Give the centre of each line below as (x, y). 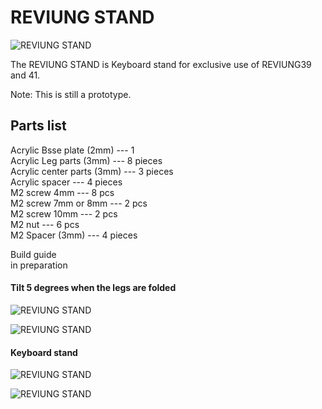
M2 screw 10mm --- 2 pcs (64, 213)
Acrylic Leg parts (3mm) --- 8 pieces (86, 160)
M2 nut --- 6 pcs (45, 224)
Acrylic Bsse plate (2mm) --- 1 (72, 150)
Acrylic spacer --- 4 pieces (66, 182)
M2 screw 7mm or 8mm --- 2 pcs (79, 203)
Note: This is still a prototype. (71, 94)
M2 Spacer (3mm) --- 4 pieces (74, 235)
